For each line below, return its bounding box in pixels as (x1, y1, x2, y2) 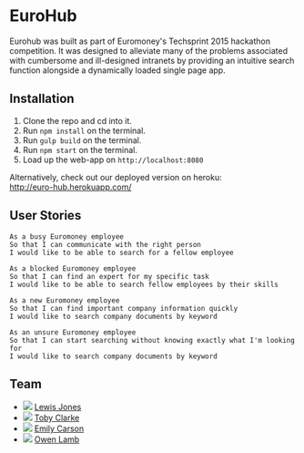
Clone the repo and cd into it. (22, 115, 132, 126)
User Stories (9, 208, 82, 223)
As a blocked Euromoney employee (9, 263, 137, 273)
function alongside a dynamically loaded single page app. (9, 65, 226, 76)
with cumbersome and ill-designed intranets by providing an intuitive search (9, 55, 295, 66)
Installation (9, 91, 75, 107)
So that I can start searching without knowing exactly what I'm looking (9, 335, 296, 345)
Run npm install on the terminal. (22, 125, 146, 136)
